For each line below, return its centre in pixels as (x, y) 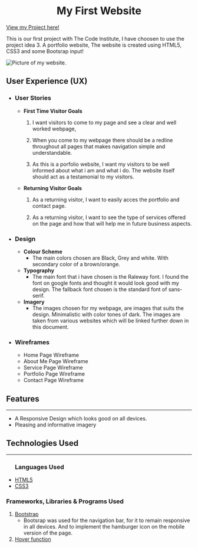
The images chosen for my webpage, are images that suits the (108, 308)
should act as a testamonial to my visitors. (83, 177)
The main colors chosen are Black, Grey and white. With (100, 257)
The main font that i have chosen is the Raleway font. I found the (110, 276)
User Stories (33, 98)
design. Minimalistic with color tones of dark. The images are (106, 314)
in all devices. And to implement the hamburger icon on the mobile (104, 527)
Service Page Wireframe (53, 368)
